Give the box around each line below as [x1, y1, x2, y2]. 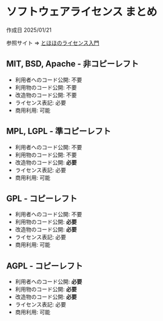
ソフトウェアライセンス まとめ [6, 5, 158, 19]
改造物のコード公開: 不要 [15, 91, 77, 99]
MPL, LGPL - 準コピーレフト [6, 126, 111, 136]
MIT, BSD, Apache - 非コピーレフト [6, 58, 139, 69]
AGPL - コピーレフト [6, 261, 83, 271]
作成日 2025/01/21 [6, 26, 52, 34]
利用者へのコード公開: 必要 [15, 278, 82, 286]
